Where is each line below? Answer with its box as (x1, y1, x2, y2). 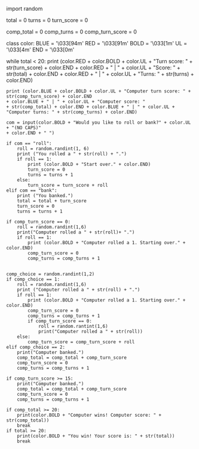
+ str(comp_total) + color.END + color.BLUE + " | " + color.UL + (6, 104, 175, 110)
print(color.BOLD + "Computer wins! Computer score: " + (17, 412, 162, 418)
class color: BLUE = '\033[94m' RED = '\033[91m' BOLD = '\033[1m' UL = (6, 40, 188, 47)
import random (6, 5, 43, 12)
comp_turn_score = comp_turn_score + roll (27, 339, 135, 345)
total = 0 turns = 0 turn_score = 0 (6, 17, 88, 23)
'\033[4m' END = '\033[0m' (6, 46, 75, 53)
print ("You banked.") (17, 193, 74, 199)
